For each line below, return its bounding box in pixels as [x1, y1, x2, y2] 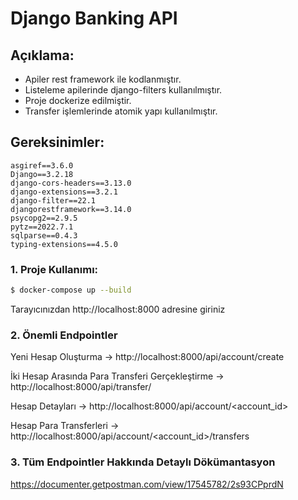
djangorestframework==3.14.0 [10, 204, 132, 214]
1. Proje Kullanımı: [10, 262, 99, 276]
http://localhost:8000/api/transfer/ [10, 381, 152, 393]
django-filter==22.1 [10, 195, 97, 206]
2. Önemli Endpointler [10, 328, 118, 342]
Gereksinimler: [10, 134, 105, 151]
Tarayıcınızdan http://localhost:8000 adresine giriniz [10, 303, 226, 315]
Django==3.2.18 [10, 169, 74, 179]
